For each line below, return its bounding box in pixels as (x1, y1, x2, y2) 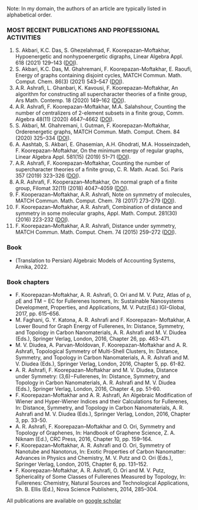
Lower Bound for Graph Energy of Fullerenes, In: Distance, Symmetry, (15, 322, 185, 329)
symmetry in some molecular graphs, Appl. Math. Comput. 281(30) (15, 210, 177, 217)
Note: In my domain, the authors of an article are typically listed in (6, 5, 167, 12)
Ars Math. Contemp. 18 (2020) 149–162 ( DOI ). (15, 97, 126, 104)
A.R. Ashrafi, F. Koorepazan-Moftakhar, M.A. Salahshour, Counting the (15, 103, 186, 110)
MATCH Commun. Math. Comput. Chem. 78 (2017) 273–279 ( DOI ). (15, 197, 176, 204)
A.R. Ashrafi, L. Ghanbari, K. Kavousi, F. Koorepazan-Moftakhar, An (15, 84, 179, 91)
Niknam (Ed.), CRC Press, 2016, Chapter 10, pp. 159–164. (15, 435, 153, 442)
